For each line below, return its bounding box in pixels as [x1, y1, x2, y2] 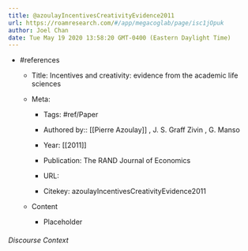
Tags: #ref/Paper [43, 110, 99, 120]
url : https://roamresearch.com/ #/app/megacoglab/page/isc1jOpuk [8, 19, 224, 27]
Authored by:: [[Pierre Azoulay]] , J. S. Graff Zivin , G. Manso [43, 125, 241, 135]
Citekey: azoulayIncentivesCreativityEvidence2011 [43, 187, 207, 196]
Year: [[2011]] [43, 140, 87, 150]
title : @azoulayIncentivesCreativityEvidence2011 [8, 11, 175, 20]
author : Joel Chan [8, 26, 69, 34]
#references [19, 55, 60, 65]
